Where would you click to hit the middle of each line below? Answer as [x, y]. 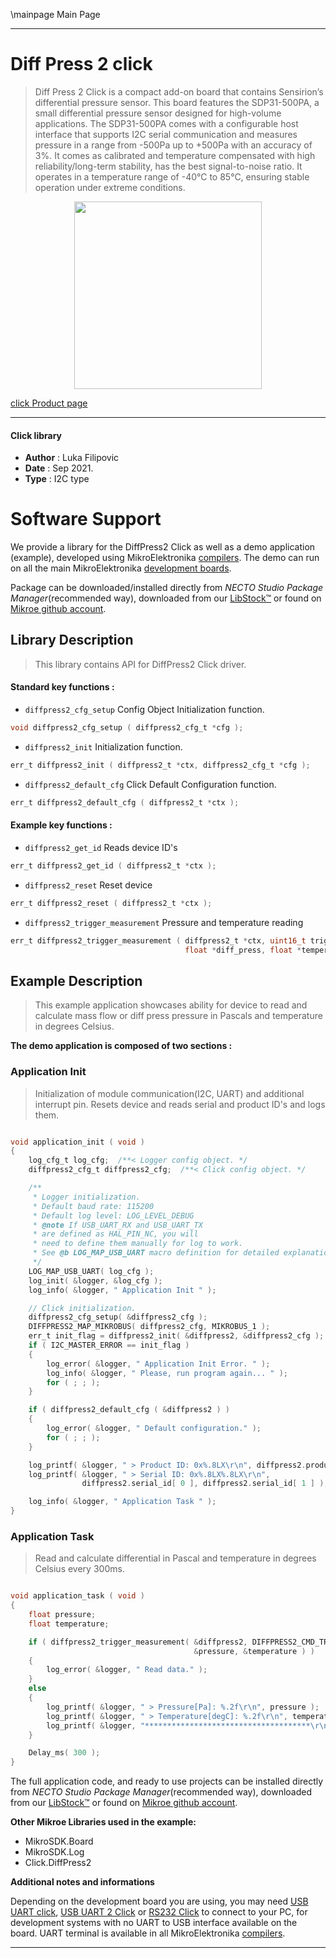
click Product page [49, 403]
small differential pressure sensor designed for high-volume [158, 113]
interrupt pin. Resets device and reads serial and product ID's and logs [180, 1104]
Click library [36, 435]
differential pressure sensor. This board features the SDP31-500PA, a [177, 102]
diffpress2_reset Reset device [88, 885]
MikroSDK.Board [59, 1841]
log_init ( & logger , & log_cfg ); [95, 1280]
